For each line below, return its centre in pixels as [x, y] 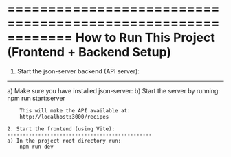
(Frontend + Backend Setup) [89, 52]
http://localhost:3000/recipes [64, 117]
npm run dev [36, 147]
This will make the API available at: [75, 110]
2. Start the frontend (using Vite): [61, 129]
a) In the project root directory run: [64, 141]
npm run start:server [36, 98]
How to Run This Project [145, 38]
